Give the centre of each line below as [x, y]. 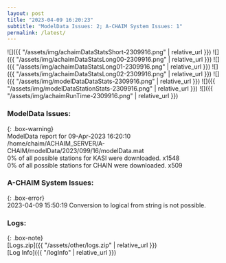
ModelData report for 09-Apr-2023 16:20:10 [69, 136]
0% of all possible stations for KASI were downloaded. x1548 [93, 158]
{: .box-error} [26, 198]
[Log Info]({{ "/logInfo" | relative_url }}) [62, 253]
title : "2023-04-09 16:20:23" [50, 20]
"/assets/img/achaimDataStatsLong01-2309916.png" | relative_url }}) [113, 67]
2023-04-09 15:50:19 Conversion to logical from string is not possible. [106, 205]
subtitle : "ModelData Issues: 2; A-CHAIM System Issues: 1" [95, 26]
